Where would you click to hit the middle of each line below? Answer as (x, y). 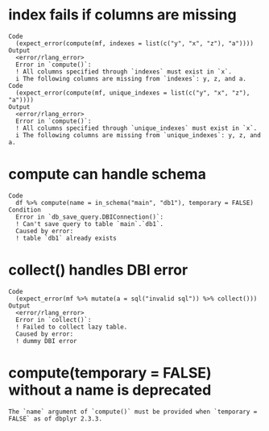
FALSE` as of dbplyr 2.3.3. (56, 418)
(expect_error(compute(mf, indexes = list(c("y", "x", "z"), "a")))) (134, 43)
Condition (25, 210)
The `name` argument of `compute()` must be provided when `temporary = (133, 412)
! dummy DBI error (47, 341)
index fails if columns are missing (122, 15)
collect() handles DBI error (98, 270)
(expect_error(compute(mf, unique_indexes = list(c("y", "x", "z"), (133, 93)
